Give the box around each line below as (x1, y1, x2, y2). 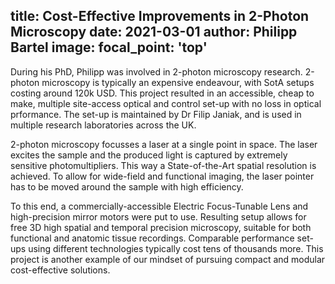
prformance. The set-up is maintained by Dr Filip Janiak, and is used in (10, 108, 302, 120)
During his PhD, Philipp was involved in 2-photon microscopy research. (10, 65, 303, 78)
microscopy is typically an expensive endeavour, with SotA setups (41, 76, 315, 88)
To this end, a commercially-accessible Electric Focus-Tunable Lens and (10, 200, 309, 212)
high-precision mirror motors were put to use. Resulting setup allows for (10, 210, 307, 223)
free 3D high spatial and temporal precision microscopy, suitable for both (10, 221, 312, 233)
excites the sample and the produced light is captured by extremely (10, 149, 288, 161)
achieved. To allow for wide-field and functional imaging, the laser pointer (10, 170, 315, 182)
